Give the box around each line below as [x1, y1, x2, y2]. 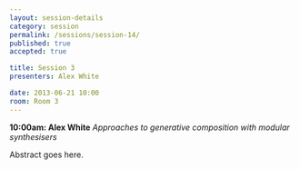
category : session [9, 22, 79, 31]
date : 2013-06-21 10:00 [9, 88, 100, 97]
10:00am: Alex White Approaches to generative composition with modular [9, 122, 290, 133]
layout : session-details [9, 13, 104, 23]
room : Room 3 [9, 96, 59, 105]
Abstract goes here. [9, 149, 84, 160]
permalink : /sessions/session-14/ [9, 30, 141, 39]
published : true [9, 38, 71, 48]
